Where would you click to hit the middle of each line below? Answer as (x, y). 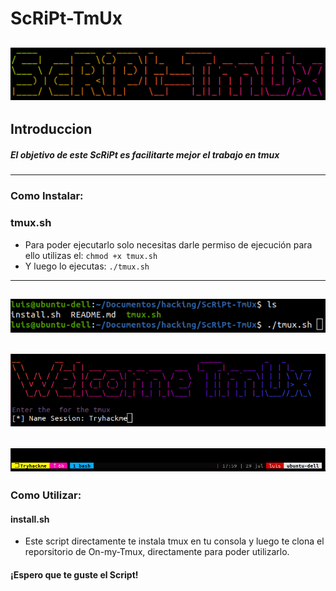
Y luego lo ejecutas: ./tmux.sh (87, 266)
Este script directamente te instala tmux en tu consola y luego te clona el (174, 541)
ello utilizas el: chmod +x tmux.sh (91, 255)
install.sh (30, 519)
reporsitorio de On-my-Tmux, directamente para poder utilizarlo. (157, 552)
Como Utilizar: (46, 495)
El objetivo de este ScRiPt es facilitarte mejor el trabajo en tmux (145, 155)
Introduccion (51, 129)
